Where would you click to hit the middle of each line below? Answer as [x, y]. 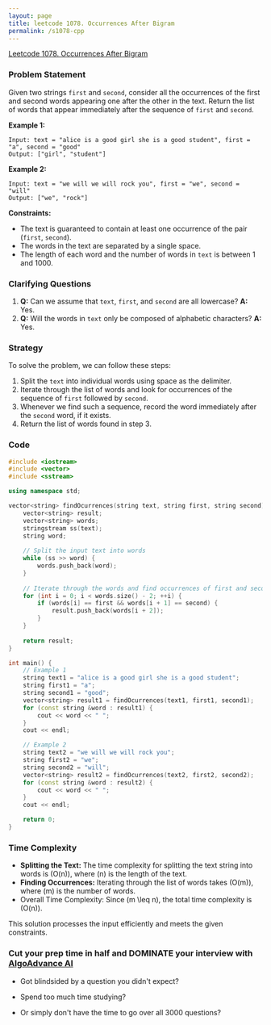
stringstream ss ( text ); [63, 528]
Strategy [26, 348]
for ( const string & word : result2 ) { [88, 782]
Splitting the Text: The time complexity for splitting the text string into [136, 865]
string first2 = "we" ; [61, 760]
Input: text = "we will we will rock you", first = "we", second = [124, 184]
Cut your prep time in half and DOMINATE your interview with [131, 953]
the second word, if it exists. [65, 416]
